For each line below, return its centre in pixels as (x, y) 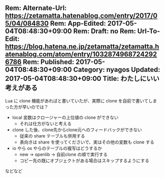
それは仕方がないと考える (46, 123)
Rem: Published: (49, 62)
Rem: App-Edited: (78, 23)
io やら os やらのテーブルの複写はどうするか (57, 148)
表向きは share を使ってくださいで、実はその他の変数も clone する (87, 142)
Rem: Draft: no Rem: (105, 31)
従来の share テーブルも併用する (52, 136)
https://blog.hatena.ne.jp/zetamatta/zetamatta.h (82, 47)
